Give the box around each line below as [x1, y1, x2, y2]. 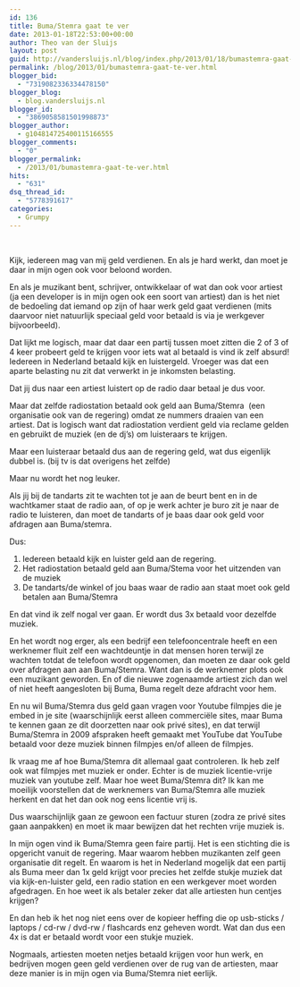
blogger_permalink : [9, 154, 82, 164]
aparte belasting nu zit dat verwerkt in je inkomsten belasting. [9, 365, 237, 376]
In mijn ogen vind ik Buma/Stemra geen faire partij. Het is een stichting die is [9, 838, 290, 848]
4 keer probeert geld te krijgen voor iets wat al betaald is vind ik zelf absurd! [9, 346, 290, 357]
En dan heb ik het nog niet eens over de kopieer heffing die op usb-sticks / [9, 912, 285, 923]
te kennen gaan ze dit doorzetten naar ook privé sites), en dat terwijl [9, 719, 261, 730]
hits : [9, 171, 29, 180]
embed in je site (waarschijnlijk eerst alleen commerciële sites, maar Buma [9, 710, 283, 720]
